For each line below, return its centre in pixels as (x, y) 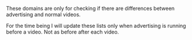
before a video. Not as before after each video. (63, 32)
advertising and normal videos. (43, 14)
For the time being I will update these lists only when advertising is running (96, 26)
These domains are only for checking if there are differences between (90, 8)
